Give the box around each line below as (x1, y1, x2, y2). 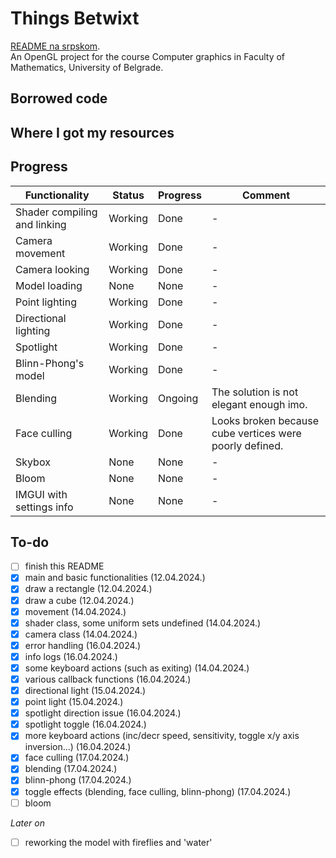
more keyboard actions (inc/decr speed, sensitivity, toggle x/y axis (24, 730, 300, 742)
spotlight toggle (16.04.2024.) (24, 718, 147, 731)
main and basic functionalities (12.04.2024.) (24, 572, 206, 584)
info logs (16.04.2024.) (24, 650, 118, 662)
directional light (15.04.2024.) (24, 685, 147, 697)
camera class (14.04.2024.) (24, 628, 138, 640)
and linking (15, 217, 67, 231)
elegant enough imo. (211, 397, 308, 411)
